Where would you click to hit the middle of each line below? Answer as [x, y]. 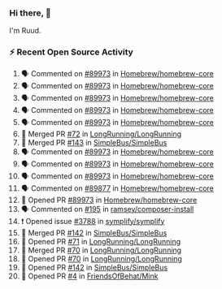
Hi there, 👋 [30, 13]
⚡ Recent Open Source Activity [71, 52]
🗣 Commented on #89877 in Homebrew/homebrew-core [118, 188]
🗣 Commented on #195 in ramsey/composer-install [107, 209]
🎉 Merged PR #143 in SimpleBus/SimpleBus [94, 142]
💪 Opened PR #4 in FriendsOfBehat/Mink [89, 276]
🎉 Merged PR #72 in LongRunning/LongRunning [101, 134]
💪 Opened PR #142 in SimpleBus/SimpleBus [94, 267]
